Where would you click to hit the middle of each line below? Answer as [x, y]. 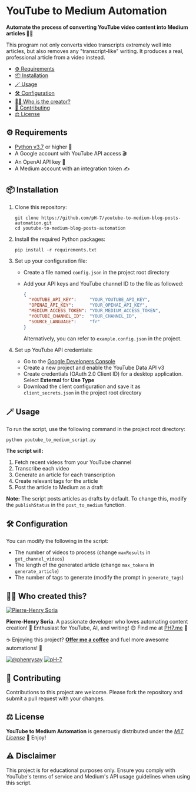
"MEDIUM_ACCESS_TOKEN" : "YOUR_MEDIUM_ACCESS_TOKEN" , [94, 311]
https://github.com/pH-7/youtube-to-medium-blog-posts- [111, 218]
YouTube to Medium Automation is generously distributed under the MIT [95, 731]
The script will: [25, 450]
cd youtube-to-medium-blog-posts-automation [70, 228]
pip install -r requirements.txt [56, 250]
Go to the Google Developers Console [69, 361]
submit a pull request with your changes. [55, 698]
